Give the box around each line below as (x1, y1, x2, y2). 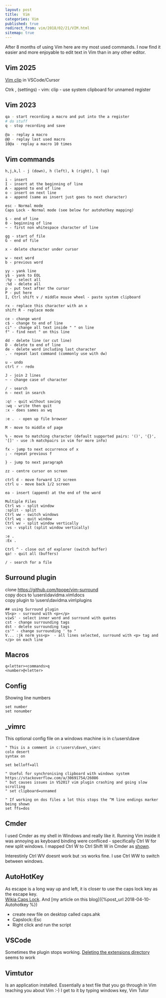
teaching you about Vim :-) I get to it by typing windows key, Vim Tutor (5, 988, 149, 994)
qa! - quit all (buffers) (5, 551, 58, 556)
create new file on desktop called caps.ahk (12, 911, 101, 917)
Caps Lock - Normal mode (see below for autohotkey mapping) (5, 207, 134, 213)
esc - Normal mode (5, 203, 43, 208)
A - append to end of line (5, 186, 61, 191)
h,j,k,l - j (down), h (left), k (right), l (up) (5, 168, 110, 173)
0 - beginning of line (5, 221, 52, 226)
